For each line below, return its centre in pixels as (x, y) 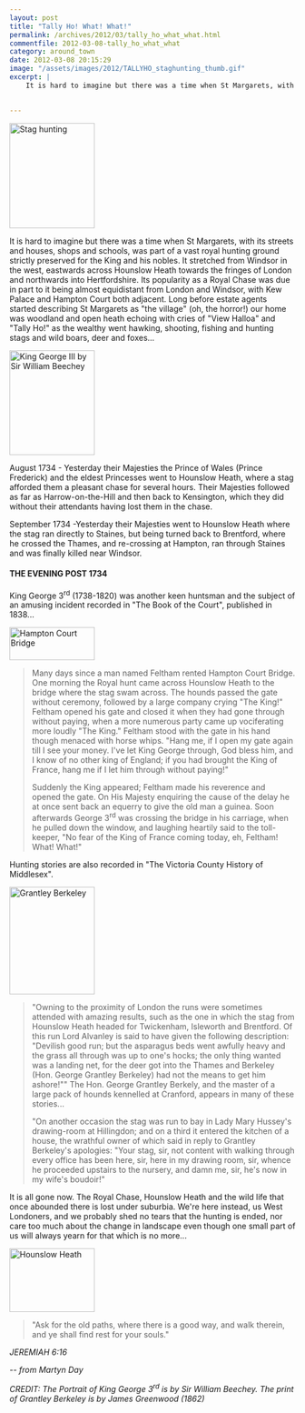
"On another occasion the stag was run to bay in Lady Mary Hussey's (162, 1122)
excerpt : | (30, 77)
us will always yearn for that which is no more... (98, 1236)
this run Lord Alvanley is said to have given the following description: (160, 1037)
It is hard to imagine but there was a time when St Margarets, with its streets (152, 241)
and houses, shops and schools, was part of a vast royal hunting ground (144, 250)
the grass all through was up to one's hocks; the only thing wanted (156, 1056)
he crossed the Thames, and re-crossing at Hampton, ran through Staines (148, 543)
